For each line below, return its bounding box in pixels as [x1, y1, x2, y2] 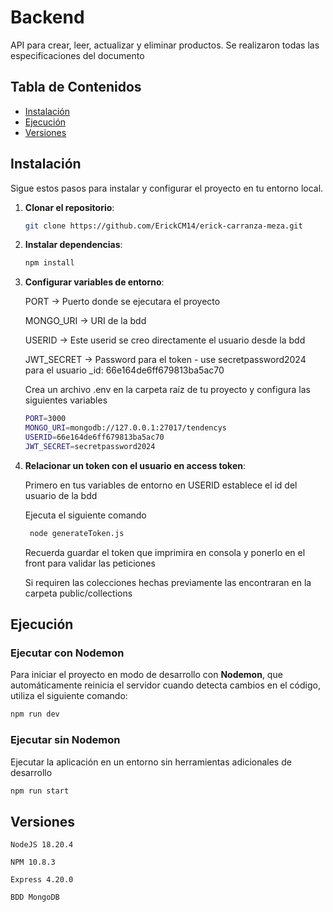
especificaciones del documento [10, 49, 145, 61]
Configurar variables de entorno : [24, 276, 165, 288]
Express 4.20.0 [10, 875, 74, 885]
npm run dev [10, 709, 60, 720]
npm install [24, 258, 75, 268]
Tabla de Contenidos [10, 79, 142, 96]
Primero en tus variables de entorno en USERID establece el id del [24, 479, 298, 491]
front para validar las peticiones [24, 557, 156, 569]
